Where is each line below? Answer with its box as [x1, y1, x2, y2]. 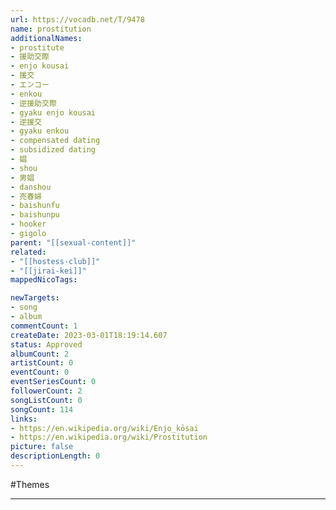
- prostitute [10, 42, 65, 53]
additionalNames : [10, 33, 83, 43]
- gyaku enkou [10, 126, 70, 136]
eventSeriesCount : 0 [10, 377, 97, 387]
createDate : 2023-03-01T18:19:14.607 [10, 330, 168, 340]
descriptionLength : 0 [10, 451, 101, 461]
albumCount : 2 [10, 349, 70, 359]
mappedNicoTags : [10, 275, 78, 285]
